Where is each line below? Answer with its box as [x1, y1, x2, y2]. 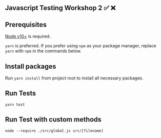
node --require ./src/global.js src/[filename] [5, 128, 104, 133]
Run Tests [5, 89, 36, 98]
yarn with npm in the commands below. [5, 48, 81, 54]
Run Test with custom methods [5, 116, 101, 124]
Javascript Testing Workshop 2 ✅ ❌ [5, 4, 116, 12]
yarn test [5, 102, 25, 107]
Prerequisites [5, 20, 47, 29]
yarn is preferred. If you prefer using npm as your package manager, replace [5, 43, 157, 49]
